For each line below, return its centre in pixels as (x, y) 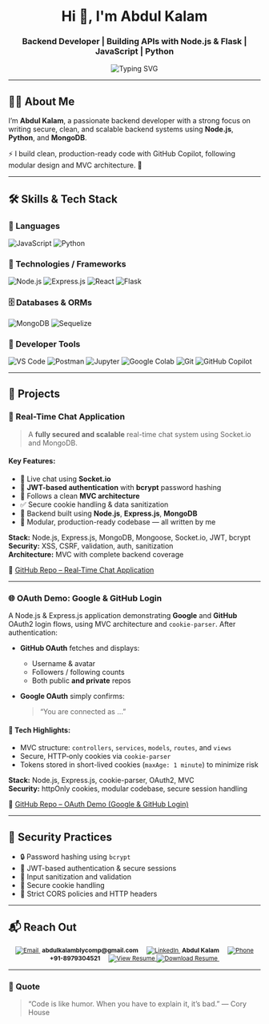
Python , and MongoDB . (48, 138)
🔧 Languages (34, 226)
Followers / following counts (78, 673)
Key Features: (32, 461)
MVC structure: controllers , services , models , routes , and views (126, 748)
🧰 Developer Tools (44, 343)
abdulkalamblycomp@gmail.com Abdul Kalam (130, 950)
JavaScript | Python (134, 51)
